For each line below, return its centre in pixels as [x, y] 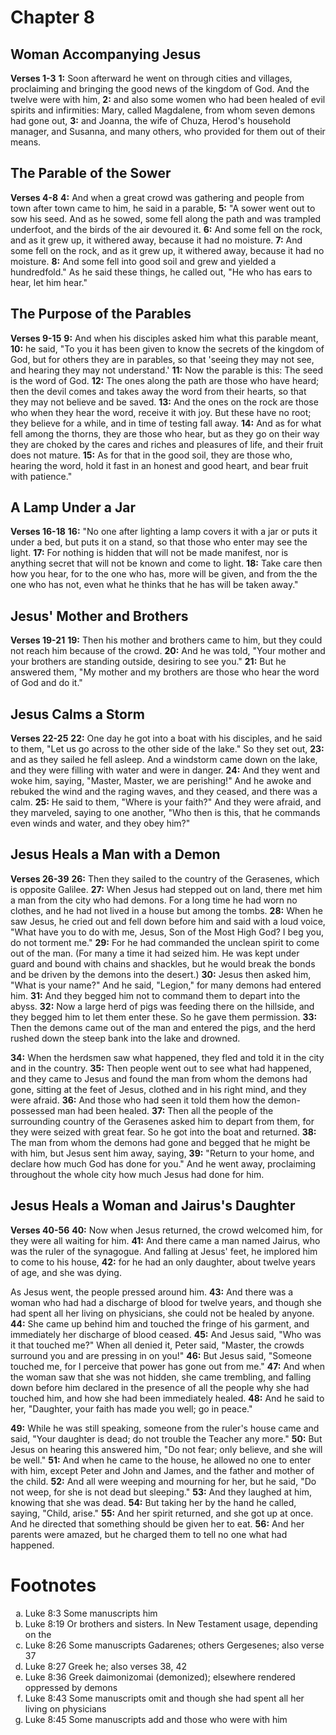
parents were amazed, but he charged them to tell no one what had [149, 1534]
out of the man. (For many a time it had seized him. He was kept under [155, 953]
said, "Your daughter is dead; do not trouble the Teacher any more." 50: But [166, 1438]
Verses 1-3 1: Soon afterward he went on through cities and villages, [151, 78]
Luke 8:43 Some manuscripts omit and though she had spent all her [164, 1698]
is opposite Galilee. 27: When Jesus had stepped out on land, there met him [166, 889]
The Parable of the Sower [91, 173]
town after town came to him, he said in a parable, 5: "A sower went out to [163, 208]
